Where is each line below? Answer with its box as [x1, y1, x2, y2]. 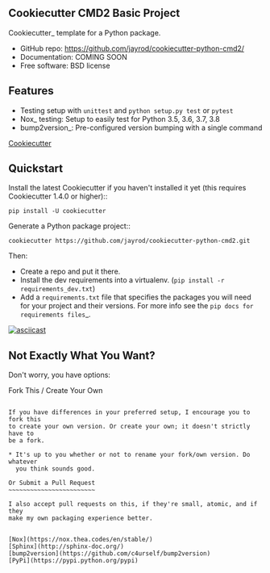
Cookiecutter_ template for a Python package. [8, 27, 161, 37]
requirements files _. [19, 310, 91, 320]
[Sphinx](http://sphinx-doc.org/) [8, 542, 125, 551]
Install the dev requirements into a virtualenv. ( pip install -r [19, 275, 225, 285]
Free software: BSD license [19, 61, 110, 70]
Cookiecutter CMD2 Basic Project [8, 6, 181, 20]
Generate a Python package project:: [8, 221, 131, 231]
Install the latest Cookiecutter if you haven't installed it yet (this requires [8, 183, 247, 193]
